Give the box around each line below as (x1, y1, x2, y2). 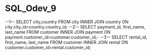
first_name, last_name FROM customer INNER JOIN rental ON (5, 39, 128, 45)
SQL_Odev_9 (5, 3, 57, 14)
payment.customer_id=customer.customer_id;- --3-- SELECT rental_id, (5, 34, 148, 40)
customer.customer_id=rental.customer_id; (5, 44, 91, 50)
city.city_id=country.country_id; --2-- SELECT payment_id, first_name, (5, 24, 146, 29)
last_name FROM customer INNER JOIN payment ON (5, 29, 111, 35)
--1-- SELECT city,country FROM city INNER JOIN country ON (5, 19, 129, 25)
